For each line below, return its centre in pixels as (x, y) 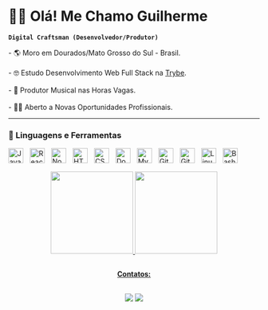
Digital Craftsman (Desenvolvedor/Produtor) (83, 37)
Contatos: (134, 274)
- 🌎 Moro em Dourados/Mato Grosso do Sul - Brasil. (95, 53)
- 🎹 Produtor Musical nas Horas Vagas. (72, 90)
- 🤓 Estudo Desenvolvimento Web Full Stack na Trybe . (98, 73)
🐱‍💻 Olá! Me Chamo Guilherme (108, 16)
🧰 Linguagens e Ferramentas (65, 135)
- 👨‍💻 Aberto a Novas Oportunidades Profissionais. (91, 107)
